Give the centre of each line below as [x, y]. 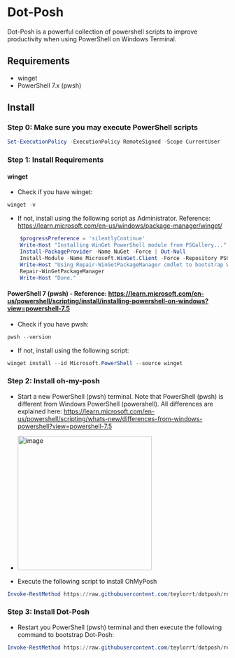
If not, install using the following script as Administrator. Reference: [114, 219]
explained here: [40, 411]
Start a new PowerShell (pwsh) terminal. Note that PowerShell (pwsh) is [120, 396]
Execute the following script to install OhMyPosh [87, 581]
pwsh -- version [29, 337]
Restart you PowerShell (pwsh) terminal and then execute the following [120, 627]
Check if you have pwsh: [53, 324]
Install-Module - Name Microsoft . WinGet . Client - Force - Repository [119, 258]
